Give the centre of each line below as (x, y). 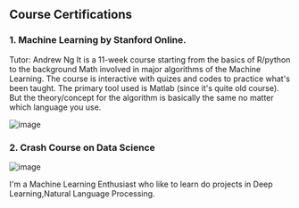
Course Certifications (71, 15)
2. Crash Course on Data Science (83, 147)
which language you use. (55, 107)
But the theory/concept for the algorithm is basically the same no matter (141, 97)
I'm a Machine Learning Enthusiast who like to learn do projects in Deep (141, 184)
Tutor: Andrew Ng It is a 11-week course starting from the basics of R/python (150, 59)
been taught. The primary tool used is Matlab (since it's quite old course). (144, 87)
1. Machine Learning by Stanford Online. (98, 40)
